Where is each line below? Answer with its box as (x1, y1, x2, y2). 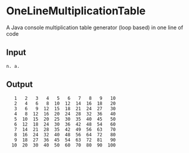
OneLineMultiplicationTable (6, 4, 146, 18)
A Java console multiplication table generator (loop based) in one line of (6, 24, 184, 31)
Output (6, 79, 33, 90)
